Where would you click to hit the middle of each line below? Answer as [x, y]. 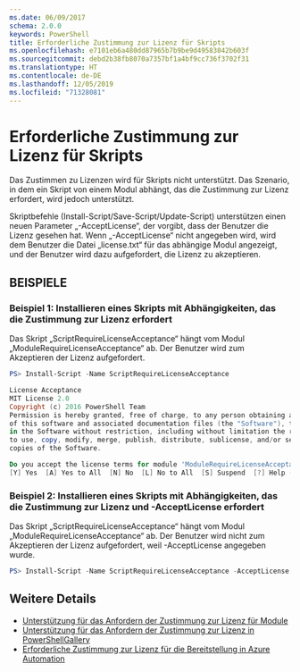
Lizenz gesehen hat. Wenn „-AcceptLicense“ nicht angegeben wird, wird [143, 235]
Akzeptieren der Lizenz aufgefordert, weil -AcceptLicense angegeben [137, 545]
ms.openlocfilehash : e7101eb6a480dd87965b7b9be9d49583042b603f [129, 51]
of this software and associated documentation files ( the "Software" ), [147, 424]
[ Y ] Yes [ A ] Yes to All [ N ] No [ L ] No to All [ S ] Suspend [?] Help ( [151, 473]
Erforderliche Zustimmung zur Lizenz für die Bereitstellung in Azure [146, 649]
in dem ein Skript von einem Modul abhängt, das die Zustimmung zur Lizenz [149, 189]
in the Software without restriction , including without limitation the [147, 432]
